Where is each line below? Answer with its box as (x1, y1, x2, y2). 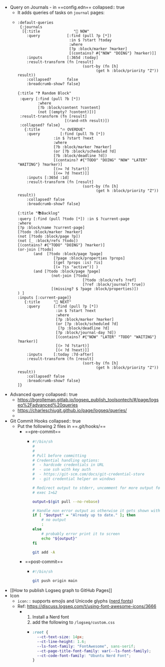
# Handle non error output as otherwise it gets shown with (32, 508, 160, 513)
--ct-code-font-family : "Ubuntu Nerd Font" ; (36, 653, 131, 658)
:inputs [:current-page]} (17, 295, 71, 300)
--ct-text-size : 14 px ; (36, 634, 84, 639)
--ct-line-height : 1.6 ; (36, 639, 86, 644)
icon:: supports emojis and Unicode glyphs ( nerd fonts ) (17, 598, 133, 604)
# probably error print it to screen (41, 531, 120, 536)
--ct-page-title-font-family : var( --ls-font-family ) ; (36, 648, 151, 653)
